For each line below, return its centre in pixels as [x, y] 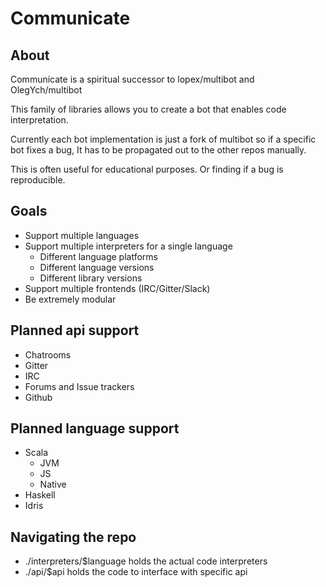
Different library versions [91, 278]
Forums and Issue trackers [79, 386]
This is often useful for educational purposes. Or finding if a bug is [147, 169]
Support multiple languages [82, 235]
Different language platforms [98, 256]
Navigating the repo [73, 537]
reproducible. [38, 180]
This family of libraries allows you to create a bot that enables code [148, 109]
